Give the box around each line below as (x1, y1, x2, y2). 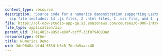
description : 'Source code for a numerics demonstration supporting (5, 12, 147, 17)
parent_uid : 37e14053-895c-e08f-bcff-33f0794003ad (5, 30, 110, 35)
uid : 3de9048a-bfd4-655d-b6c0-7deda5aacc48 (5, 43, 95, 48)
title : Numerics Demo (5, 39, 49, 44)
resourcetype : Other (5, 35, 47, 39)
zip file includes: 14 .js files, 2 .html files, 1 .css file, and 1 (9, 16, 153, 21)
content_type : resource (5, 7, 53, 12)
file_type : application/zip (5, 25, 62, 30)
